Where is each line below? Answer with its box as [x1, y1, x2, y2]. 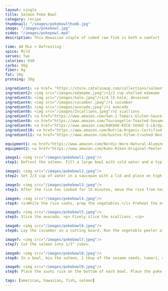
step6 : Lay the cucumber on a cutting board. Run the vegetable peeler [5, 228, 157, 233]
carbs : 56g [5, 63, 28, 68]
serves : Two [5, 53, 30, 58]
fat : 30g [5, 72, 23, 77]
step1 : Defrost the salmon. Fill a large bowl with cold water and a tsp [5, 159, 162, 165]
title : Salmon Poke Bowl [5, 12, 57, 17]
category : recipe [5, 16, 41, 21]
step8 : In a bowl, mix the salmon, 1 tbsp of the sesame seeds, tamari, [5, 255, 160, 260]
